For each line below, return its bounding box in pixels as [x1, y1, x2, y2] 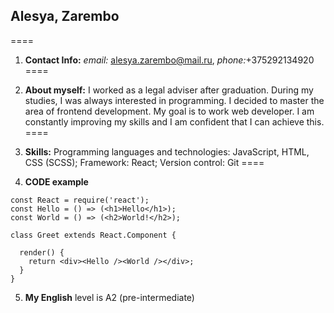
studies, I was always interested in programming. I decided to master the [24, 94, 325, 106]
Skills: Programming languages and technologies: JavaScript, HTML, [24, 145, 310, 158]
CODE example [24, 175, 89, 188]
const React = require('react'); [10, 195, 150, 205]
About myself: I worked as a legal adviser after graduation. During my [24, 84, 314, 96]
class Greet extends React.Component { [10, 230, 177, 240]
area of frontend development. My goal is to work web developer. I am [24, 105, 315, 117]
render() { [19, 247, 65, 258]
